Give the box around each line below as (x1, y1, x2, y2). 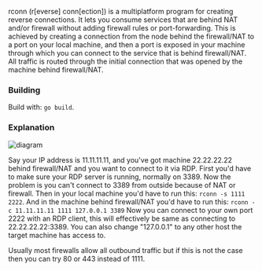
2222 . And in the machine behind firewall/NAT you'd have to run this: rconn (8, 196, 249, 207)
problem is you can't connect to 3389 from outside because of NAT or (8, 180, 236, 189)
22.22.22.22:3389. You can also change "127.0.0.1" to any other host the (8, 222, 242, 231)
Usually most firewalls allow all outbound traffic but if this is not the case (8, 245, 243, 255)
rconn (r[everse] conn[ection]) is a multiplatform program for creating (8, 7, 234, 16)
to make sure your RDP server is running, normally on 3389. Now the (8, 172, 231, 181)
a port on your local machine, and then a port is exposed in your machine (8, 40, 245, 49)
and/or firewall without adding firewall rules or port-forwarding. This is (8, 24, 236, 32)
